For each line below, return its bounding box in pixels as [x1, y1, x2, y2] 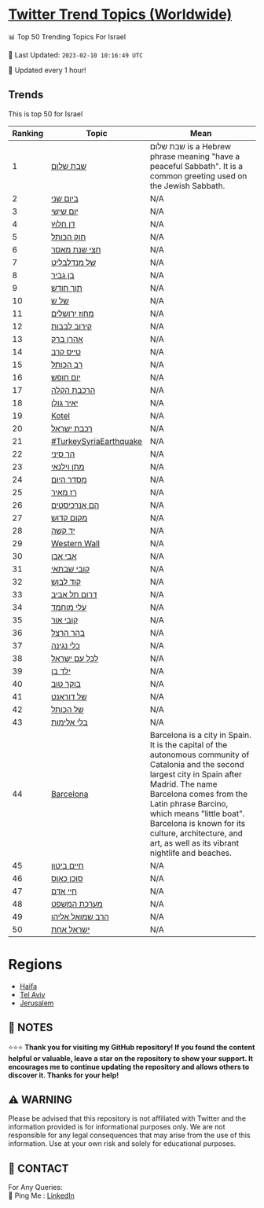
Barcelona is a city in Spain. [149, 729, 251, 740]
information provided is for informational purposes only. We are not [8, 1122, 225, 1132]
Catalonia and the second [149, 758, 245, 769]
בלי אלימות [50, 717, 88, 728]
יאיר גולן [50, 397, 79, 408]
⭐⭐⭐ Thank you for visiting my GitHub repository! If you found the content [8, 1042, 255, 1052]
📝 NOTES [8, 1021, 53, 1034]
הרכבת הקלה [50, 384, 96, 395]
